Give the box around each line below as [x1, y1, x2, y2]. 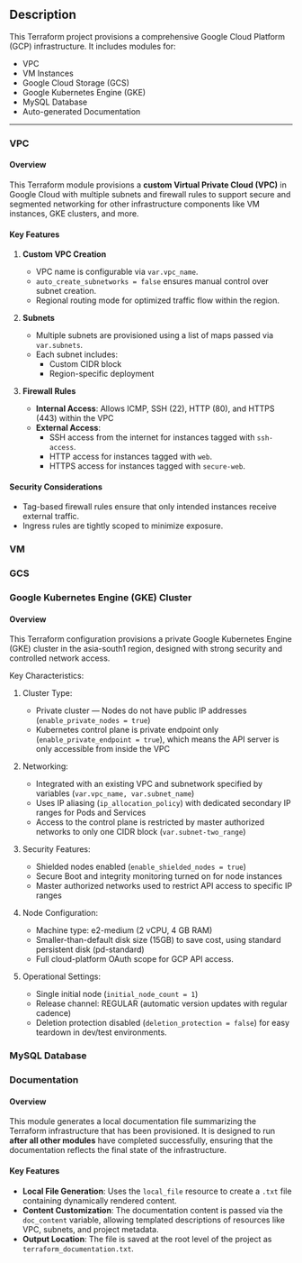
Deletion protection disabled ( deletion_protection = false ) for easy [35, 1018, 290, 1029]
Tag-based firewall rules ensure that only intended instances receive [22, 501, 277, 512]
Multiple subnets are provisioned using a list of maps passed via [35, 330, 274, 341]
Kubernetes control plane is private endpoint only [35, 725, 219, 736]
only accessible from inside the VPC [35, 744, 171, 755]
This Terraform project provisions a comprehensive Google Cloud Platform [9, 31, 286, 41]
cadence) [35, 1008, 72, 1019]
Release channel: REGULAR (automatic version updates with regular [35, 998, 288, 1009]
